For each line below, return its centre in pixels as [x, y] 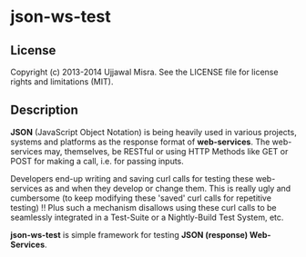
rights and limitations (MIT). [62, 82]
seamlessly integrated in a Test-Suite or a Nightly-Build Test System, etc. [147, 217]
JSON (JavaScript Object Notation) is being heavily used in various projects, [153, 132]
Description [44, 110]
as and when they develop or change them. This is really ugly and [168, 188]
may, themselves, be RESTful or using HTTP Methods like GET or [166, 151]
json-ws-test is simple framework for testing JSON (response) [129, 234]
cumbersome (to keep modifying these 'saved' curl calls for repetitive [141, 198]
